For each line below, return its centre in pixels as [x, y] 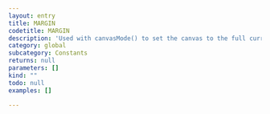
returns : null [32, 61]
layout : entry [32, 16]
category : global [37, 46]
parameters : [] [34, 68]
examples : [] [30, 90]
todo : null [27, 83]
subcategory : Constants [48, 53]
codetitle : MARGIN [39, 31]
